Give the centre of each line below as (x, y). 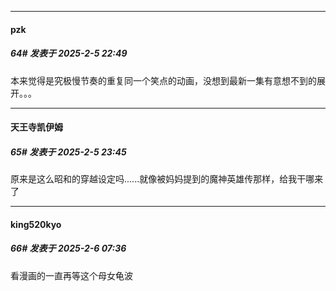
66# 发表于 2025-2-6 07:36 (68, 248)
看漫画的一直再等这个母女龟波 (71, 275)
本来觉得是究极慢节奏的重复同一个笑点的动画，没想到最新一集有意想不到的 (163, 80)
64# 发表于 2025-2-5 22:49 (69, 53)
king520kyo (36, 224)
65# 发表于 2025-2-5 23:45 (68, 152)
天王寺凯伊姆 (36, 127)
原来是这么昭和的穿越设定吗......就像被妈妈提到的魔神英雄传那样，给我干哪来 (167, 179)
